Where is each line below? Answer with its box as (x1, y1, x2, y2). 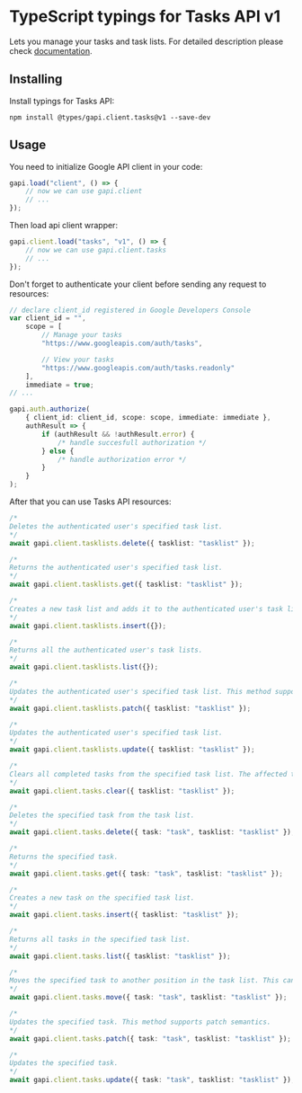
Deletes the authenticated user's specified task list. (9, 521, 223, 531)
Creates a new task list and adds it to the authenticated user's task (9, 604, 283, 613)
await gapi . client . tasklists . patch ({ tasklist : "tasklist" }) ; (9, 704, 252, 713)
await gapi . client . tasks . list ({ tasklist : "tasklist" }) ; (9, 951, 231, 961)
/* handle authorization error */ (57, 455, 187, 464)
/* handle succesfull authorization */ (57, 438, 207, 447)
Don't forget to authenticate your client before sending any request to (9, 279, 267, 289)
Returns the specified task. (9, 852, 119, 861)
